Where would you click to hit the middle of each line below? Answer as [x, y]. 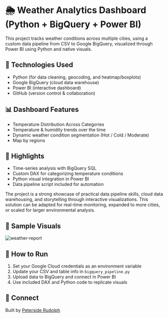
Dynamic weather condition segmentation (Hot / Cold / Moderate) [81, 135]
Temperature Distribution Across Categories [58, 124]
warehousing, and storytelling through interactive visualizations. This [77, 200]
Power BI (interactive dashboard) [47, 88]
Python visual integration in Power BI [51, 179]
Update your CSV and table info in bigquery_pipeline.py [71, 271]
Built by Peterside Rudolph [33, 310]
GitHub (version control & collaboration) [54, 93]
